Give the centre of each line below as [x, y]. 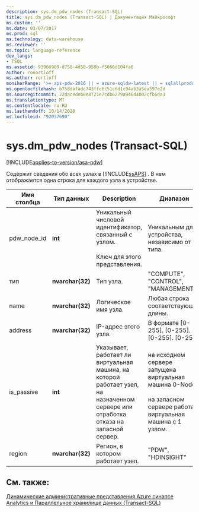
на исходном [166, 355]
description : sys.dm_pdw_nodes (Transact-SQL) [65, 12]
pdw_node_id [28, 238]
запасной [110, 429]
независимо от [169, 242]
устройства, [165, 235]
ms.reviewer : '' [26, 45]
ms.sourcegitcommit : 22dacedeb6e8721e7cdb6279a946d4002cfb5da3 [86, 94]
